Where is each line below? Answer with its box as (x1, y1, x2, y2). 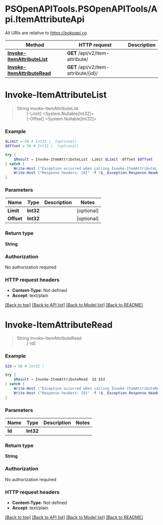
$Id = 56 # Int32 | (5, 364, 45, 369)
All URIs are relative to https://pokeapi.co (5, 30, 87, 36)
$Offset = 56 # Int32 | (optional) (5, 144, 79, 149)
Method (26, 41, 45, 48)
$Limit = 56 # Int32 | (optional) (5, 139, 77, 144)
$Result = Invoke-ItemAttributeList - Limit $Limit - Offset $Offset (14, 157, 153, 162)
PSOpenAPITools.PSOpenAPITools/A (5, 3, 158, 15)
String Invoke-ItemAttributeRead (16, 335, 81, 341)
